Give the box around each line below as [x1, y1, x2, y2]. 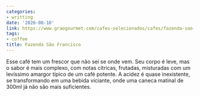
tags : [6, 31, 20, 37]
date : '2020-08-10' [6, 20, 55, 25]
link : [6, 25, 20, 31]
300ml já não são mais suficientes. [6, 83, 92, 90]
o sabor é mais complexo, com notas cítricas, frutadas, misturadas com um [6, 64, 191, 71]
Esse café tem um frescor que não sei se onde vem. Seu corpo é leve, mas [6, 57, 190, 65]
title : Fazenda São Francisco [6, 42, 82, 48]
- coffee [6, 36, 28, 42]
